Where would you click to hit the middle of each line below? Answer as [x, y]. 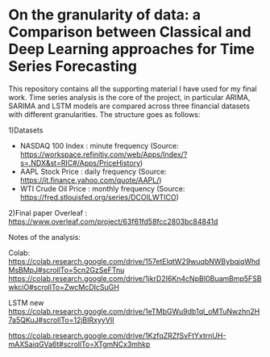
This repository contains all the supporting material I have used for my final [133, 88]
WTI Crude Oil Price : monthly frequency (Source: [102, 188]
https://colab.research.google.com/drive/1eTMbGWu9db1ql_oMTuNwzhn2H [134, 311]
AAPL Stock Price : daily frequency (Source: [93, 171]
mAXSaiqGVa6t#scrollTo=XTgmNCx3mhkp [79, 344]
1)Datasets [26, 130]
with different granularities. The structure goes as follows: [104, 114]
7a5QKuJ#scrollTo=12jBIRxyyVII [61, 320]
